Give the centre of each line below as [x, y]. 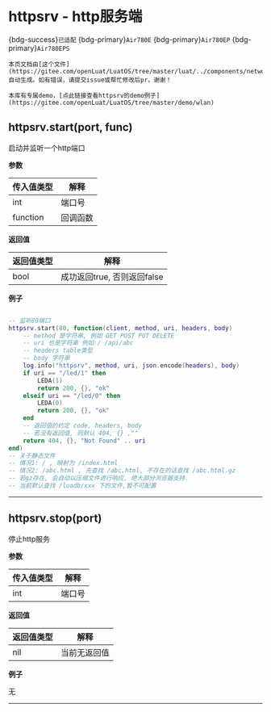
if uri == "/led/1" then [65, 373]
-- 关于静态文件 [32, 456]
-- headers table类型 [58, 351]
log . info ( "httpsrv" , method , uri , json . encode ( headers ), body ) [131, 366]
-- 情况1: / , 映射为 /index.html [63, 463]
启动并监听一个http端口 [47, 148]
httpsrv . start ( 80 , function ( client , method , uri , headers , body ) [121, 328]
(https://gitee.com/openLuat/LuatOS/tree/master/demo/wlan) [112, 103]
